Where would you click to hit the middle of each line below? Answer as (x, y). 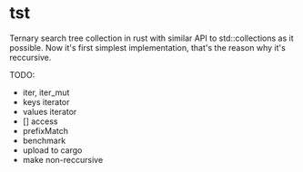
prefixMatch (45, 130)
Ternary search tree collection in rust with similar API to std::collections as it (151, 38)
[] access (40, 121)
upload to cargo (52, 150)
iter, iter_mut (46, 92)
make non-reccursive (63, 159)
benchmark (44, 140)
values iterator (50, 111)
